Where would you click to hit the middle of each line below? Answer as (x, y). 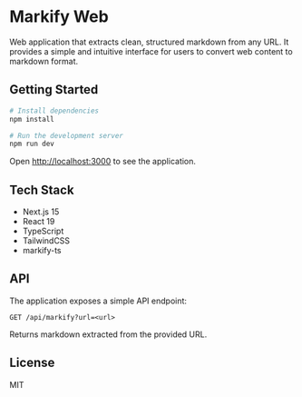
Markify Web (59, 17)
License (32, 363)
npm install (32, 119)
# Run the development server (67, 135)
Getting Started (54, 89)
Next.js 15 (41, 212)
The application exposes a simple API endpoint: (98, 301)
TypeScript (43, 231)
